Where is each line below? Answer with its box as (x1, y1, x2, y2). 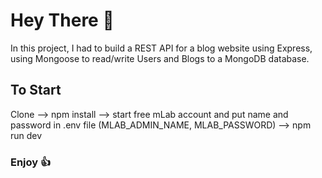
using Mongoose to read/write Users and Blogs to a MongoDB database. (10, 52, 310, 64)
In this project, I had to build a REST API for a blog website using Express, (10, 42, 313, 54)
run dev (10, 129, 43, 141)
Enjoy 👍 (10, 155, 52, 169)
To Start (10, 82, 62, 99)
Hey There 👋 (10, 9, 115, 32)
